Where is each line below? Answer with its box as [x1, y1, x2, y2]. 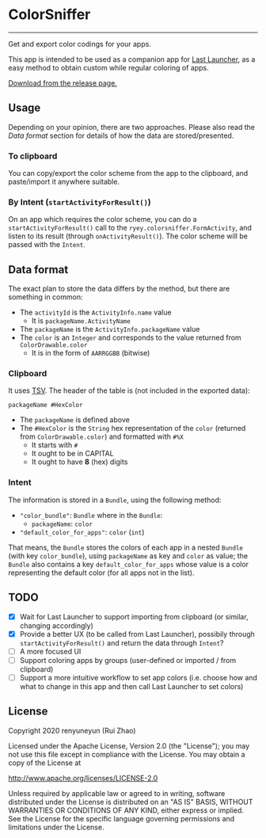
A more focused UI [19, 646, 82, 656]
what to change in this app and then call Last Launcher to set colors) [19, 681, 244, 691]
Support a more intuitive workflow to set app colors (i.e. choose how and [19, 672, 257, 682]
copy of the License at [8, 758, 82, 768]
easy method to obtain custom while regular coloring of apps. [8, 63, 209, 72]
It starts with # [31, 440, 78, 450]
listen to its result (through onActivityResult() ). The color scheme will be [8, 231, 248, 241]
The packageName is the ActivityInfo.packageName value [19, 325, 200, 334]
